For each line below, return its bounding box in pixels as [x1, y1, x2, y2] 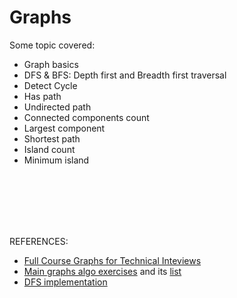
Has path [23, 90, 62, 102]
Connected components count [23, 111, 150, 123]
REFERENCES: [9, 235, 69, 247]
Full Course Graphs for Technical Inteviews [23, 254, 202, 266]
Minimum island [23, 154, 90, 166]
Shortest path [23, 132, 81, 145]
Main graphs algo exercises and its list [23, 265, 182, 277]
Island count [23, 143, 76, 155]
